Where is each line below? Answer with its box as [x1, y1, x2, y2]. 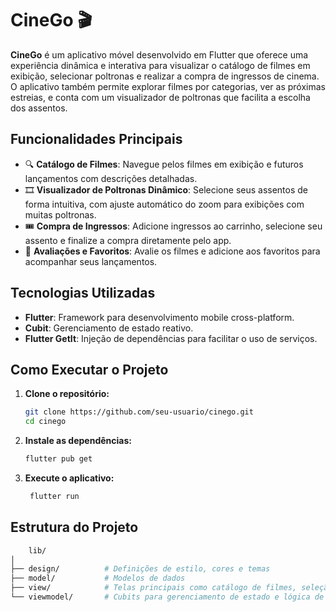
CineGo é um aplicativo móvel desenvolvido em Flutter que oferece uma [10, 48, 309, 61]
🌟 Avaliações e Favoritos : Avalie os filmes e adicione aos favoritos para [24, 245, 321, 257]
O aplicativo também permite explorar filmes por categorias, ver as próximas [10, 80, 326, 92]
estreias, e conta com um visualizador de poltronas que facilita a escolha [10, 91, 311, 103]
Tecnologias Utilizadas [10, 285, 156, 302]
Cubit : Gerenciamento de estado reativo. [24, 322, 194, 334]
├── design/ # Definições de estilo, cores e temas [10, 564, 271, 574]
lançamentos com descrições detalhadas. [24, 172, 198, 184]
